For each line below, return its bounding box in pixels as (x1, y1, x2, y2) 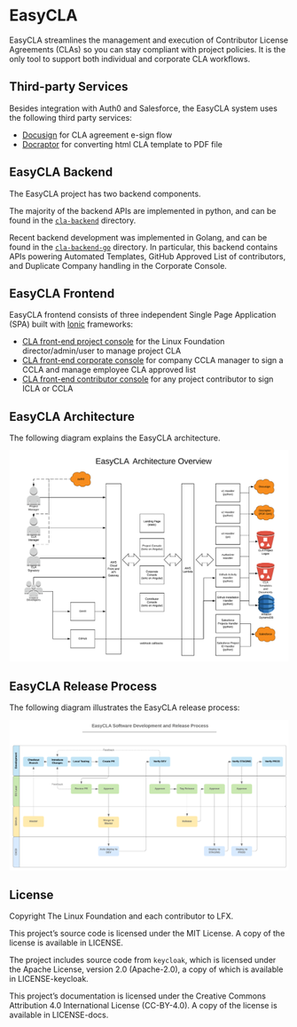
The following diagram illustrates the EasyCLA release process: (9, 702, 240, 713)
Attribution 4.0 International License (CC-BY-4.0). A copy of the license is (9, 1000, 277, 1011)
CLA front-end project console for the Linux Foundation (21, 336, 225, 347)
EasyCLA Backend (9, 165, 113, 180)
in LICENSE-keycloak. (9, 974, 89, 984)
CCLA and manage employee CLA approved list (21, 365, 197, 375)
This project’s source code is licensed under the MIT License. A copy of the (9, 928, 285, 939)
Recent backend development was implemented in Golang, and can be (9, 232, 268, 242)
